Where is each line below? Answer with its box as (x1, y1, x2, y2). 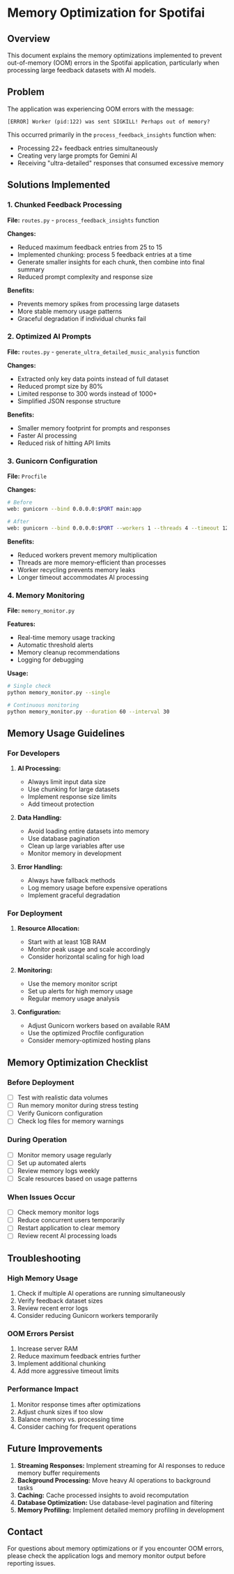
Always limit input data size (27, 778, 107, 786)
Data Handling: (17, 814, 62, 822)
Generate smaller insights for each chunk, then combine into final (17, 257, 205, 266)
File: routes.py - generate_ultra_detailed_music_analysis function (7, 347, 200, 356)
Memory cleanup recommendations (17, 647, 120, 657)
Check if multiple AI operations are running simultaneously (17, 1289, 186, 1298)
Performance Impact (7, 1384, 79, 1394)
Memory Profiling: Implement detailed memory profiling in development (17, 1506, 225, 1514)
